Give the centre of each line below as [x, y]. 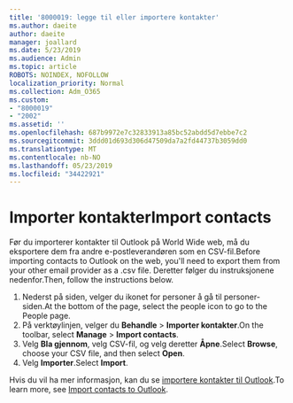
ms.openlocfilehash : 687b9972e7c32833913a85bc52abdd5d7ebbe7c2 [128, 133]
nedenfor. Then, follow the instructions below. [92, 280]
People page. [46, 316]
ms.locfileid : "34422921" [57, 174]
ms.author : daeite [43, 26]
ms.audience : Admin [45, 58]
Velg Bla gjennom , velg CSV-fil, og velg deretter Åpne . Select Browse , [150, 344]
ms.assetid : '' [37, 125]
